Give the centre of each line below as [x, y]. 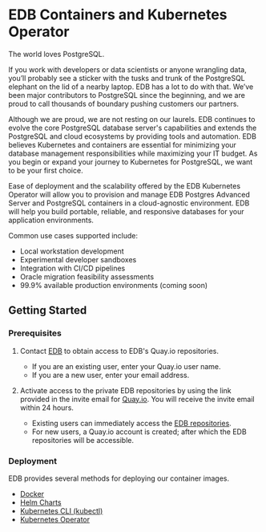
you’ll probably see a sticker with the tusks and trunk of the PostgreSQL [127, 78]
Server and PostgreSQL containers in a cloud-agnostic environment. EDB [129, 203]
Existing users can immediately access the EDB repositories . [132, 423]
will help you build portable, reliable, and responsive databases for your [126, 211]
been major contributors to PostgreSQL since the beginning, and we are [127, 95]
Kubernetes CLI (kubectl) [61, 510]
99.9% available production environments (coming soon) [114, 285]
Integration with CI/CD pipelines [73, 268]
